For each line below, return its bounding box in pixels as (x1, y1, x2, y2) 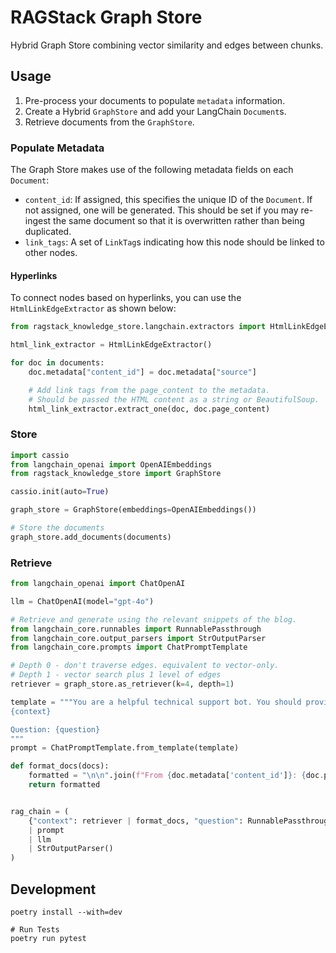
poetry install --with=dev (10, 907, 123, 918)
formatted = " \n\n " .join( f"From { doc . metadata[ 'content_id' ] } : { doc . (28, 771, 325, 781)
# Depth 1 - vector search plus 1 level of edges (10, 670, 222, 680)
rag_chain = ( (10, 806, 70, 816)
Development (10, 881, 97, 898)
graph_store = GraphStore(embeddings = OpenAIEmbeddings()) (10, 505, 257, 515)
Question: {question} (10, 724, 101, 735)
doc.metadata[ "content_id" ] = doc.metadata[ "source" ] (28, 367, 257, 377)
